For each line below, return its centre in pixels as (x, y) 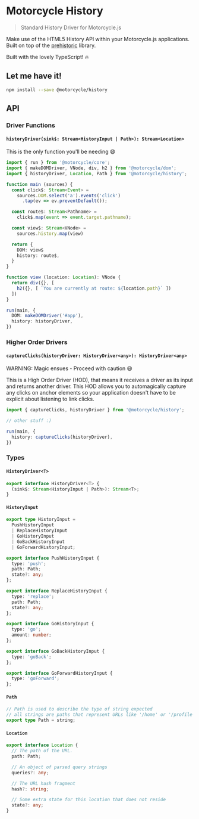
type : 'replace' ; (33, 596)
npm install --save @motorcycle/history (57, 90)
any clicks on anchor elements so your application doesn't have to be (91, 393)
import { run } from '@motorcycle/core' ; (58, 163)
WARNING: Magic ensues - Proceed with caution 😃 (69, 368)
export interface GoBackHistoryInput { (56, 651)
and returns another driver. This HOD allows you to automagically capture (96, 386)
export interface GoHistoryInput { (50, 624)
